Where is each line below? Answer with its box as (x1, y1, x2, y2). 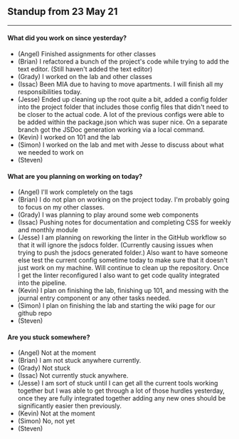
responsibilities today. (17, 88, 82, 96)
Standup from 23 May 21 (7, 6, 118, 18)
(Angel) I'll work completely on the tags (17, 188, 134, 197)
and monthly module (17, 226, 78, 234)
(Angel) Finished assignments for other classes (17, 50, 156, 58)
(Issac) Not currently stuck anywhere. (17, 371, 129, 380)
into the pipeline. (17, 279, 68, 287)
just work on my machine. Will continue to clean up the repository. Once (17, 264, 229, 272)
